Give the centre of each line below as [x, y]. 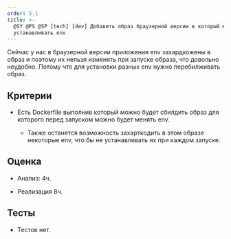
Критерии [30, 96]
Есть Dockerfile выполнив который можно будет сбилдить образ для [118, 112]
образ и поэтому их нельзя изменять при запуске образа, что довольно [113, 60]
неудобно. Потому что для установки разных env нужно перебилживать [114, 67]
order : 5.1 [23, 13]
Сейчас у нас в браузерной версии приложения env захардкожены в [109, 52]
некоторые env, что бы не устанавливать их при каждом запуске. [124, 140]
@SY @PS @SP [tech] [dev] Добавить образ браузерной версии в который [117, 26]
